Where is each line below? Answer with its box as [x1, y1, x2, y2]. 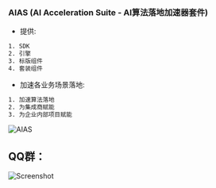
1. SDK [8, 42, 30, 51]
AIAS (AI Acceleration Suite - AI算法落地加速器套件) [8, 6, 209, 17]
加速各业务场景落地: [19, 79, 85, 89]
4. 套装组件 [8, 64, 44, 72]
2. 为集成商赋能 [8, 103, 55, 111]
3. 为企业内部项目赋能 [8, 110, 73, 118]
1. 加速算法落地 [8, 95, 55, 104]
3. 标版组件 [8, 57, 44, 65]
